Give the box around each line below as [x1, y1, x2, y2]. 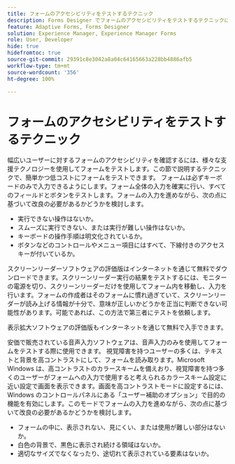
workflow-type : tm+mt [7, 62, 71, 69]
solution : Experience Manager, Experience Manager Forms [7, 29, 177, 37]
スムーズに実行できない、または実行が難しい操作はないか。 [17, 224, 189, 232]
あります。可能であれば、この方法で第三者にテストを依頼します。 [25, 308, 215, 317]
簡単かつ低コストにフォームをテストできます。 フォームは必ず [25, 173, 204, 182]
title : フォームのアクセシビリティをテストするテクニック [7, 10, 154, 18]
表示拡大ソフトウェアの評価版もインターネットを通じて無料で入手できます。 [7, 323, 227, 332]
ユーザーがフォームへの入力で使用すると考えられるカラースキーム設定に [19, 373, 227, 382]
